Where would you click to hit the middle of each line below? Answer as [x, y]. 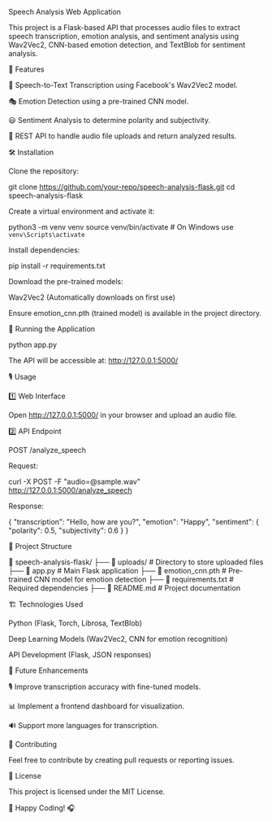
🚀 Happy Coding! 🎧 [42, 808]
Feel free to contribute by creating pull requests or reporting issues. [122, 760]
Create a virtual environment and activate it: [82, 211]
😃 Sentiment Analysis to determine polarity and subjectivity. [110, 120]
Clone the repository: [44, 171]
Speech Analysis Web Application [65, 12]
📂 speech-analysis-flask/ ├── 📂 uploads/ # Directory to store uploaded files [136, 562]
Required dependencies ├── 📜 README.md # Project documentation [125, 588]
